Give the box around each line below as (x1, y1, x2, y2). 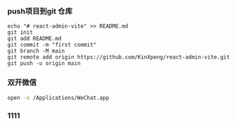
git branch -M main (7, 47, 65, 55)
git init (7, 29, 33, 36)
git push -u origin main (7, 60, 81, 67)
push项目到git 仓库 (7, 6, 73, 16)
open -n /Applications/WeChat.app (7, 94, 110, 101)
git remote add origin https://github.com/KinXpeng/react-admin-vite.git (7, 54, 231, 61)
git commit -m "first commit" (7, 41, 97, 49)
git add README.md (7, 35, 62, 42)
